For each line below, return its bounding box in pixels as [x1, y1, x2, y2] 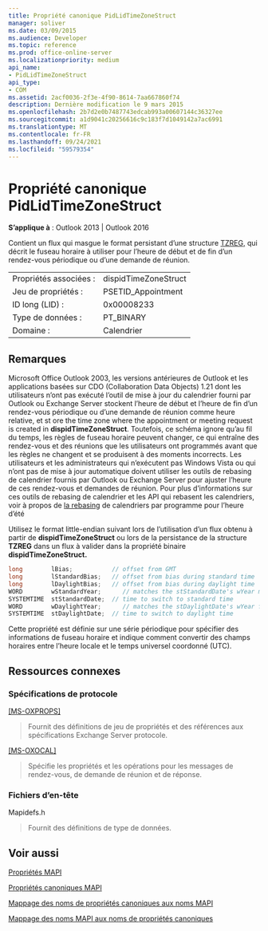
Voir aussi [8, 846, 59, 860]
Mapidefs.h [8, 807, 45, 818]
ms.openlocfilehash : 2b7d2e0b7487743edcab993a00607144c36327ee [8, 108, 223, 116]
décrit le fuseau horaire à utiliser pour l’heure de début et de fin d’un [8, 247, 233, 256]
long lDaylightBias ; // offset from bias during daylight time [8, 580, 255, 588]
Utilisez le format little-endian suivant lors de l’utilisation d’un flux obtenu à [8, 524, 253, 535]
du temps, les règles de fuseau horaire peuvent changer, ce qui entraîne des [8, 432, 259, 443]
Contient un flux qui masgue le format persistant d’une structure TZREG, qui [8, 239, 258, 248]
